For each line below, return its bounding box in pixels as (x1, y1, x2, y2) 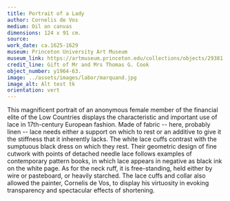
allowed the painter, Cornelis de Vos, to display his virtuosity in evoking (7, 179, 209, 187)
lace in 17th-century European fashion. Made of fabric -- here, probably (7, 120, 211, 129)
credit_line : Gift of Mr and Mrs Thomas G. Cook (7, 61, 149, 68)
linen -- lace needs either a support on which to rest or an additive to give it (7, 128, 222, 136)
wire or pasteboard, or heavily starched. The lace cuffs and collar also (7, 171, 206, 180)
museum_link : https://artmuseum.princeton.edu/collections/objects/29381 (7, 55, 224, 62)
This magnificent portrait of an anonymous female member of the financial (7, 106, 218, 114)
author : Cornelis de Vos (7, 17, 79, 23)
